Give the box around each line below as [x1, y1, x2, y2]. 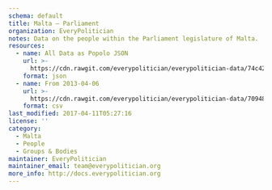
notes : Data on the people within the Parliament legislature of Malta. [8, 34, 259, 43]
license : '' [8, 117, 49, 125]
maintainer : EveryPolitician [8, 154, 107, 163]
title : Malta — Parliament [8, 19, 100, 27]
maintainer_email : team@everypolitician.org [8, 163, 161, 171]
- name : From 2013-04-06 [15, 79, 100, 87]
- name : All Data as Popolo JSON [15, 49, 129, 57]
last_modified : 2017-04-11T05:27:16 [8, 110, 132, 118]
